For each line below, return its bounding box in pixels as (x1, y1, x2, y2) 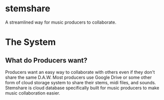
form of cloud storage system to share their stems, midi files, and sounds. (5, 79, 157, 85)
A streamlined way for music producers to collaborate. (5, 19, 117, 25)
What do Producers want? (5, 56, 88, 65)
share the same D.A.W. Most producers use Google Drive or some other (5, 74, 152, 80)
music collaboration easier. (5, 90, 61, 96)
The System (5, 36, 56, 48)
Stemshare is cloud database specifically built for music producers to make (5, 85, 160, 91)
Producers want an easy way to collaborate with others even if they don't (5, 69, 155, 75)
